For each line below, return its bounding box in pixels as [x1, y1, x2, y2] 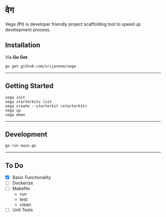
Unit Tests [12, 207, 33, 213]
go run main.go [5, 143, 37, 148]
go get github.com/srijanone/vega [5, 64, 77, 69]
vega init [5, 95, 26, 100]
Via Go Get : [5, 54, 29, 60]
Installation [5, 41, 41, 49]
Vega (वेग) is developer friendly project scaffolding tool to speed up [5, 21, 141, 27]
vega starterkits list [5, 99, 52, 104]
